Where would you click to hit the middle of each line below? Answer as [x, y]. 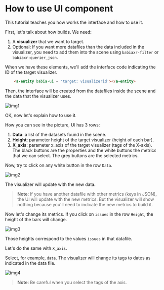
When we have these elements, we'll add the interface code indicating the [81, 67]
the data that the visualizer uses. [38, 96]
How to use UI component [59, 9]
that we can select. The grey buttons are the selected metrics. [76, 155]
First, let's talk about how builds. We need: [48, 32]
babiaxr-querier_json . [35, 57]
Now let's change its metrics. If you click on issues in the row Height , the [79, 214]
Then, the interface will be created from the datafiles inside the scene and [80, 91]
